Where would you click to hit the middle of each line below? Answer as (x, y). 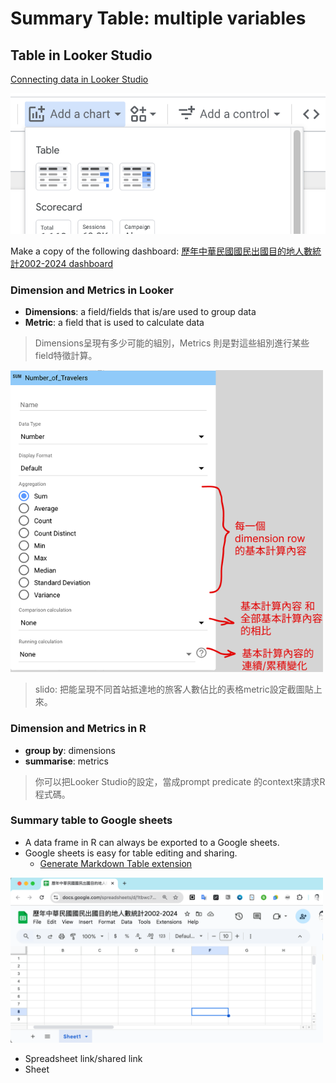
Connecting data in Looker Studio (79, 79)
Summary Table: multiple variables (158, 18)
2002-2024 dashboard (66, 264)
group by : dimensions (70, 750)
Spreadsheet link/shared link (83, 1059)
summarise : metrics (66, 761)
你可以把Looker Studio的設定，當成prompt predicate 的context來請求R (180, 781)
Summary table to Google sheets (91, 820)
